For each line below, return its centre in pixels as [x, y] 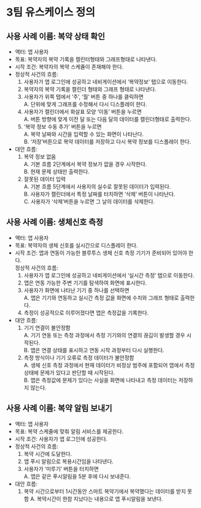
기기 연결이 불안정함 [47, 328]
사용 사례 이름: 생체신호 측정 [55, 222]
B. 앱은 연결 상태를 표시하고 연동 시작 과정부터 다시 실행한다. [94, 350]
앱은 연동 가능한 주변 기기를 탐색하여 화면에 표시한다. [85, 283]
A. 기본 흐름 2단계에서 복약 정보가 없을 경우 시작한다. [85, 164]
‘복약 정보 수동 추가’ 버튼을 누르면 [63, 127]
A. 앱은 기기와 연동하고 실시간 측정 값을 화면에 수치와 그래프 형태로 [101, 298]
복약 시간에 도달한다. [48, 453]
